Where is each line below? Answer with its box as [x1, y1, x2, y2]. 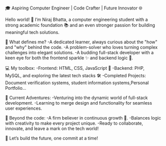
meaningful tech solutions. [5, 29, 60, 35]
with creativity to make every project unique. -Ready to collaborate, [5, 120, 143, 126]
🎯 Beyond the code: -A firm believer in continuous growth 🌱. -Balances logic [5, 115, 162, 121]
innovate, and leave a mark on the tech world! [5, 126, 99, 132]
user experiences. [5, 105, 42, 111]
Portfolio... [5, 85, 26, 91]
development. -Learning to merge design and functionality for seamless [5, 100, 153, 106]
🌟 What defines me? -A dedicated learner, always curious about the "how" [5, 39, 158, 45]
